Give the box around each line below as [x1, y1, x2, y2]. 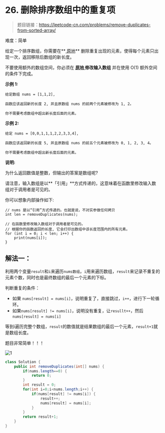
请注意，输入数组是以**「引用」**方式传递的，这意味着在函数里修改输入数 [5, 180, 157, 186]
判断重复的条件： [5, 285, 40, 291]
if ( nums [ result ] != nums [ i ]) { [31, 391, 96, 397]
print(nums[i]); [14, 235, 48, 240]
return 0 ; [31, 373, 52, 378]
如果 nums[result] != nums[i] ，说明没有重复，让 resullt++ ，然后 [12, 307, 144, 313]
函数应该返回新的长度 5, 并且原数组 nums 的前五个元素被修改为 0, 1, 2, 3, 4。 [5, 140, 154, 145]
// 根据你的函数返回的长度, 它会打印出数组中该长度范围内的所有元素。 [5, 227, 130, 232]
